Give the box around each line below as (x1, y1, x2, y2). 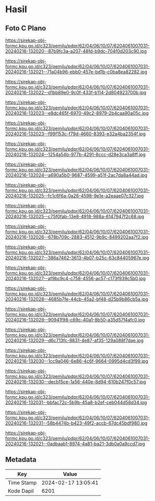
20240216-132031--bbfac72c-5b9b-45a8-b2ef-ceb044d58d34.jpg (5, 399, 147, 405)
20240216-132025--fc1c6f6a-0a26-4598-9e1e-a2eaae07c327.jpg (5, 193, 144, 199)
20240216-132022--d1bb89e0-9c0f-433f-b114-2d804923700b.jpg (5, 90, 146, 95)
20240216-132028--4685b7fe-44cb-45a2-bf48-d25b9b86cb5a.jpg (5, 296, 148, 302)
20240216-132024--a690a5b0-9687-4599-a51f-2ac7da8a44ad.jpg (5, 172, 147, 178)
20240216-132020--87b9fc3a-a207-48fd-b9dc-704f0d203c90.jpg (5, 48, 147, 54)
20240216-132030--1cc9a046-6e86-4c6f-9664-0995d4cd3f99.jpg (5, 358, 148, 364)
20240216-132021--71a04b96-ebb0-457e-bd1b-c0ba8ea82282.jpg (5, 69, 147, 75)
